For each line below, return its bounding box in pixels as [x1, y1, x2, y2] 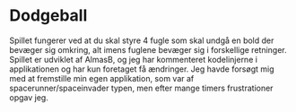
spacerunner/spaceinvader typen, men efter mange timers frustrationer [9, 82, 274, 93]
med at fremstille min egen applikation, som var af [9, 73, 195, 83]
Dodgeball [9, 5, 88, 26]
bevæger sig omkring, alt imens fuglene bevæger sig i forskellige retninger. [9, 44, 287, 55]
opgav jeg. [9, 91, 49, 103]
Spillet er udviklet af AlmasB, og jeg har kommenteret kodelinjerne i [9, 54, 258, 65]
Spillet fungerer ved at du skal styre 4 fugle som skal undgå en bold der [9, 35, 274, 46]
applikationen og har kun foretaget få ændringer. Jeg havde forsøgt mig [9, 64, 274, 74]
